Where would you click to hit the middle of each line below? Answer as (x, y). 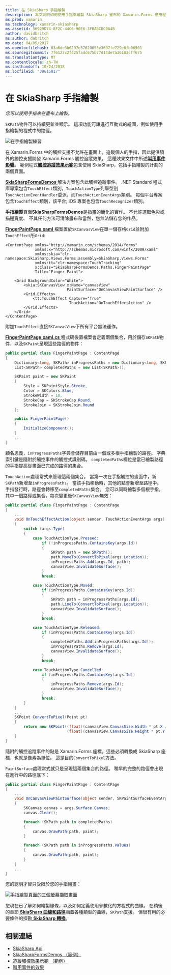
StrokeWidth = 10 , (43, 395)
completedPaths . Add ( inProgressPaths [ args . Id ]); (102, 642)
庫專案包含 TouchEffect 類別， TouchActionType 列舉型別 (62, 188)
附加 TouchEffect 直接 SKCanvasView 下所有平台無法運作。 (63, 326)
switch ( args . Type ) (44, 529)
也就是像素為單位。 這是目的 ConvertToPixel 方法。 (66, 757)
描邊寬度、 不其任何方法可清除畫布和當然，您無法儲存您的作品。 (73, 218)
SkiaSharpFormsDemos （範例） (47, 955)
